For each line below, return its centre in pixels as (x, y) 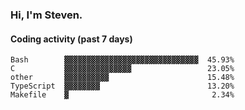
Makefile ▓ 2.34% (122, 95)
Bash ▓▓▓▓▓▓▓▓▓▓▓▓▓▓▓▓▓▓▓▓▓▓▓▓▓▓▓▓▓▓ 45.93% (122, 60)
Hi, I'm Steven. (46, 15)
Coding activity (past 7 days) (71, 39)
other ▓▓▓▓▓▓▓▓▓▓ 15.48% (122, 78)
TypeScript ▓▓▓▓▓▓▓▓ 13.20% (122, 86)
